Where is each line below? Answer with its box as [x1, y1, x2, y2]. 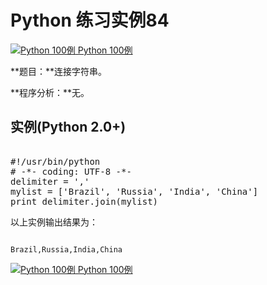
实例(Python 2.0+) [10, 119, 127, 136]
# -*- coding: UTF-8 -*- [10, 166, 132, 177]
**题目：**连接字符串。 [10, 65, 108, 77]
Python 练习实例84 [10, 9, 170, 32]
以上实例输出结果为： [10, 216, 98, 228]
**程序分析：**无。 [10, 86, 90, 98]
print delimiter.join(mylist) [10, 196, 159, 207]
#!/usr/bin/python [10, 156, 101, 167]
